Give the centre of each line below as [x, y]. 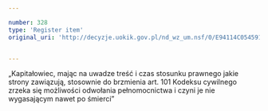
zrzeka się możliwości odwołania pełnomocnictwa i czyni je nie [112, 90]
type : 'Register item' [46, 30]
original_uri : [32, 37]
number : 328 [28, 22]
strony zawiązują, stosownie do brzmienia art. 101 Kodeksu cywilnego [123, 82]
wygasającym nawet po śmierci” [61, 99]
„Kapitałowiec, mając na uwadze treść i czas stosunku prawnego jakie [124, 74]
